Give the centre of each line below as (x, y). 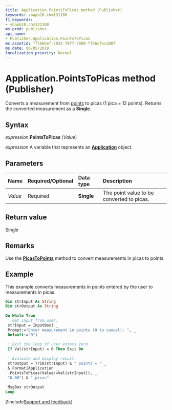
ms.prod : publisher (26, 29)
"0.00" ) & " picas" (28, 378)
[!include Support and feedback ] (39, 402)
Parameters (24, 163)
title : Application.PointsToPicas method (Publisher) (64, 10)
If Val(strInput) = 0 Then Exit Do (45, 349)
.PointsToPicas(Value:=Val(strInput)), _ (52, 373)
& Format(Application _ (33, 368)
